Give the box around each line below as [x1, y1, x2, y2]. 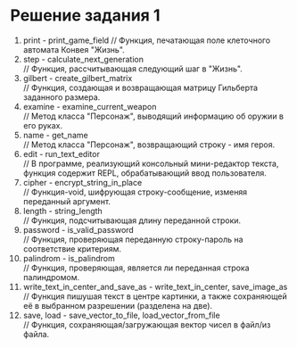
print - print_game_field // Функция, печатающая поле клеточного [22, 35, 271, 46]
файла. [22, 328, 50, 339]
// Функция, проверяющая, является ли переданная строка [22, 262, 250, 273]
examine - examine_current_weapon [22, 101, 157, 112]
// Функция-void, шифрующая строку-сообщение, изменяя [22, 186, 248, 197]
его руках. [22, 120, 63, 130]
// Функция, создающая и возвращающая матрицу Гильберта [22, 82, 258, 93]
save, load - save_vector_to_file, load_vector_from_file [22, 310, 221, 320]
